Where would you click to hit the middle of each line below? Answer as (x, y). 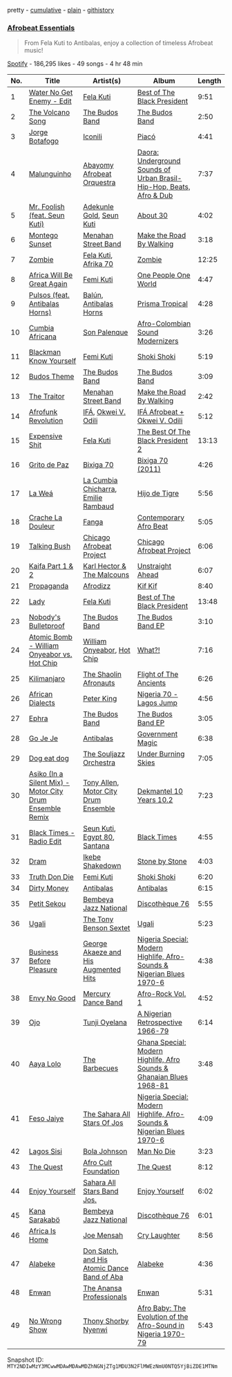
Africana (43, 337)
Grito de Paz (49, 465)
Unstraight (154, 566)
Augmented (101, 970)
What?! (148, 650)
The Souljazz (104, 754)
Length (210, 81)
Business (43, 952)
